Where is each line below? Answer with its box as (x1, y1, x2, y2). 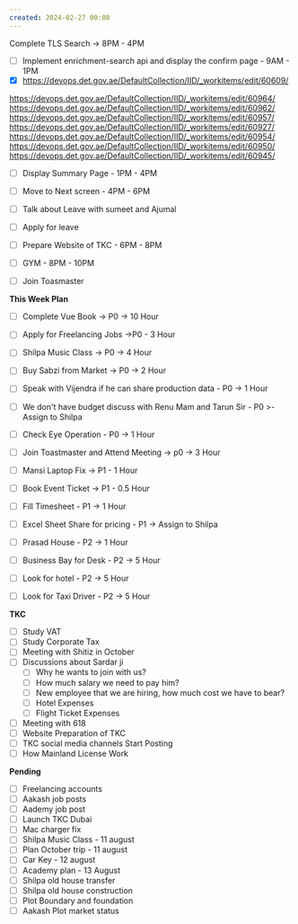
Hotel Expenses (35, 697, 94, 708)
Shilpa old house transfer (22, 875, 116, 885)
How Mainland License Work (22, 748, 128, 759)
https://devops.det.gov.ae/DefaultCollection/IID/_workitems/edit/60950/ (9, 140, 276, 151)
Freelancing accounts (22, 784, 103, 794)
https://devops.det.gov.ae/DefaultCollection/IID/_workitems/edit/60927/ (9, 121, 276, 132)
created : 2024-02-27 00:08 (9, 13, 110, 22)
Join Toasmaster (22, 276, 84, 287)
